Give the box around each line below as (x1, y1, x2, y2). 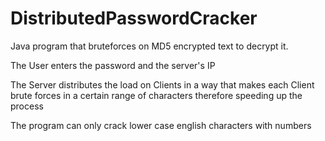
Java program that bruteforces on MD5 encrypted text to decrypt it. (10, 40, 289, 52)
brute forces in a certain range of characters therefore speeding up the (10, 89, 303, 101)
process (10, 100, 44, 112)
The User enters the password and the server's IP (10, 59, 216, 71)
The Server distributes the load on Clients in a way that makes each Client (10, 78, 315, 91)
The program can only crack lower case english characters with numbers (10, 119, 312, 131)
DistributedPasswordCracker (10, 7, 258, 30)
